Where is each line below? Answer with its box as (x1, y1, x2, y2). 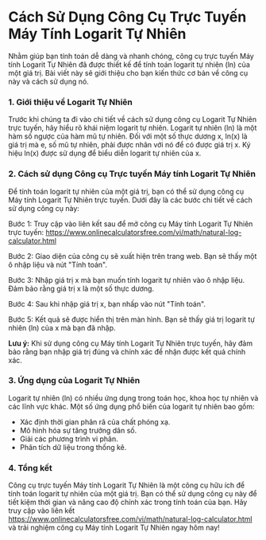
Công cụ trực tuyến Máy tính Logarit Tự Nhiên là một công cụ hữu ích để (8, 480, 245, 490)
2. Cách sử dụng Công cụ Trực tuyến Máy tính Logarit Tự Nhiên (8, 168, 256, 179)
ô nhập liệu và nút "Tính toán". (8, 260, 108, 269)
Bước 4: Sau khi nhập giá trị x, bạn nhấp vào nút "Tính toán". (8, 299, 206, 308)
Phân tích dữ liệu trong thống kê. (19, 442, 127, 452)
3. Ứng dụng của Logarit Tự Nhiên (8, 375, 141, 386)
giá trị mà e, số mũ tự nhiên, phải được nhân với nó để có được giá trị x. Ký (8, 140, 252, 150)
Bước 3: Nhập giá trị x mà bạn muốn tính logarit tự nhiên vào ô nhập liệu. (8, 275, 245, 284)
